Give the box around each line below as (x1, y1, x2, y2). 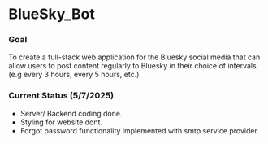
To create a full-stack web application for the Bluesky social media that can (8, 52, 261, 62)
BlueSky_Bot (8, 5, 95, 24)
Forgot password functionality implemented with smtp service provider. (19, 125, 260, 135)
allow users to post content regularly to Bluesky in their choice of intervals (8, 61, 257, 71)
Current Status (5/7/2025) (8, 90, 115, 102)
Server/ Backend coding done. (19, 108, 123, 118)
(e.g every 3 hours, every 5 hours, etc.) (8, 70, 140, 80)
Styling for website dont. (19, 117, 103, 127)
